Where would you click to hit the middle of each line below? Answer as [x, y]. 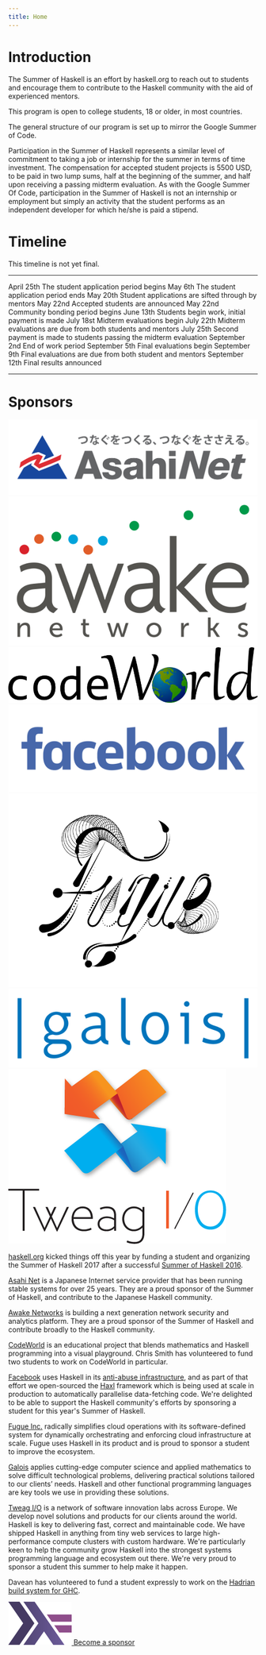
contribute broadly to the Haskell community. [82, 1329]
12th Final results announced [55, 362]
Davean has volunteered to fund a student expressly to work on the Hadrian [132, 1582]
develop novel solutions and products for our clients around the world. [123, 1516]
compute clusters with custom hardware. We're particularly [149, 1541]
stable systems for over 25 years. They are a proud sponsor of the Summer [131, 1289]
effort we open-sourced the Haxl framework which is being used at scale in [131, 1386]
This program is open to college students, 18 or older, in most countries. [125, 111]
